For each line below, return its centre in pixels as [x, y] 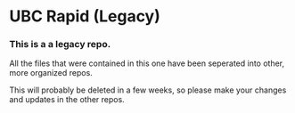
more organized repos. [51, 73]
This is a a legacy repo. [60, 44]
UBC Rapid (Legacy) [85, 16]
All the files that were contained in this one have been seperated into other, [147, 63]
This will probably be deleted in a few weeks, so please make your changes [148, 90]
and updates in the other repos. [67, 100]
